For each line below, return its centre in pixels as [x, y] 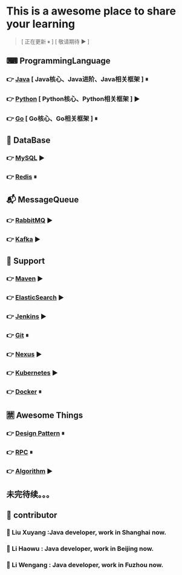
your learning [41, 24]
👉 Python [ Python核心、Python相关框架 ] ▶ [73, 99]
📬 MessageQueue [43, 199]
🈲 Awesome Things [45, 415]
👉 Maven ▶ [25, 278]
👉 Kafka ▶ [24, 239]
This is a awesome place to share [91, 11]
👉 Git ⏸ [18, 335]
